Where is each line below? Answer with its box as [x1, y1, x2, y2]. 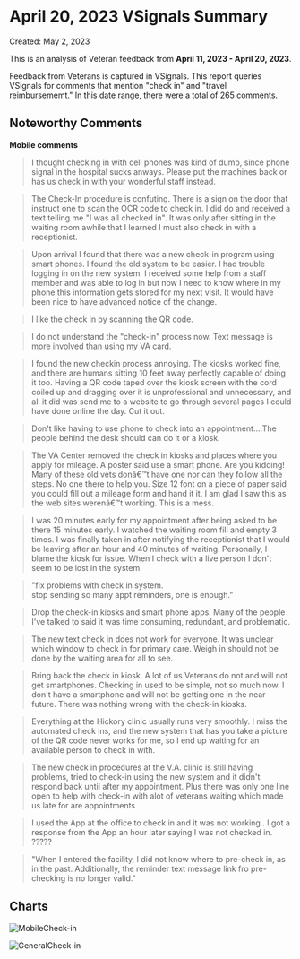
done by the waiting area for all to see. [30, 652, 174, 663]
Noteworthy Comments [9, 116, 143, 131]
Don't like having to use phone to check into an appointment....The [30, 423, 278, 434]
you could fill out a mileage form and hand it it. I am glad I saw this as [30, 488, 287, 498]
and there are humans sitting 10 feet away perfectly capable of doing [30, 367, 287, 378]
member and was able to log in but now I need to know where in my [30, 277, 282, 288]
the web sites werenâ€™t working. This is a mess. [30, 497, 215, 508]
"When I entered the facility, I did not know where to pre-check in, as [30, 853, 287, 864]
